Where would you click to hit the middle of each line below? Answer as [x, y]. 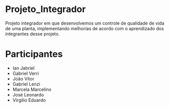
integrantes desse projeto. [33, 34]
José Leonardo [28, 94]
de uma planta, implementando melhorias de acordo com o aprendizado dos [84, 28]
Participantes [34, 54]
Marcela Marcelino [32, 89]
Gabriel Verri [26, 73]
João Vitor [23, 78]
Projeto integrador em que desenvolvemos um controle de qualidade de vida [85, 23]
